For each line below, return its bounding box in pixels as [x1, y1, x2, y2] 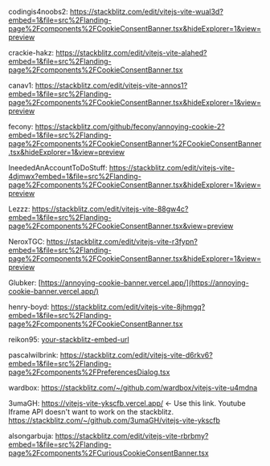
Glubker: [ [8, 278, 42, 288]
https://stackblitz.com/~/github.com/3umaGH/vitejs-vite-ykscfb [8, 415, 221, 425]
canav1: [8, 80, 34, 90]
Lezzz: [8, 204, 31, 214]
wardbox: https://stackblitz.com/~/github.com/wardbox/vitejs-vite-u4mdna [8, 383, 258, 392]
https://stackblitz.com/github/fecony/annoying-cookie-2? [35, 122, 225, 131]
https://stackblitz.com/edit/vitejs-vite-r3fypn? [46, 237, 198, 246]
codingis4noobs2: [8, 7, 68, 16]
